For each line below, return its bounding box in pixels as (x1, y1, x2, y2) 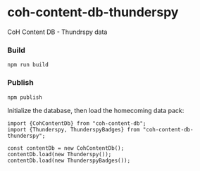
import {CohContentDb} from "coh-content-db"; (7, 119, 146, 127)
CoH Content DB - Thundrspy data (7, 28, 108, 36)
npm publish (7, 93, 42, 101)
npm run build (7, 61, 49, 69)
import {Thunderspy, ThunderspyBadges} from (7, 126, 140, 133)
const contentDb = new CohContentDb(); (7, 144, 125, 152)
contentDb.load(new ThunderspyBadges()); (7, 157, 131, 164)
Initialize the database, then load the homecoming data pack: (7, 106, 185, 114)
